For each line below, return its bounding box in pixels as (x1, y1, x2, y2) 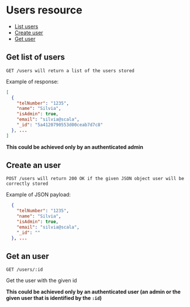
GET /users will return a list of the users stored (6, 68, 134, 74)
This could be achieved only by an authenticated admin (6, 143, 143, 150)
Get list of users (6, 52, 65, 62)
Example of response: (6, 78, 59, 85)
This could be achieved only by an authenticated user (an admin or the (6, 288, 181, 295)
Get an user (6, 251, 50, 261)
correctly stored (6, 181, 49, 187)
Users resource (6, 4, 83, 17)
